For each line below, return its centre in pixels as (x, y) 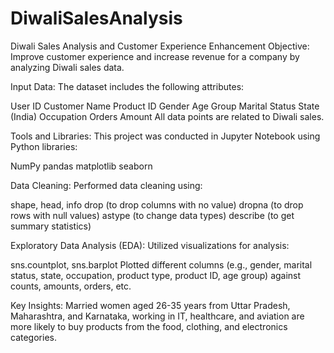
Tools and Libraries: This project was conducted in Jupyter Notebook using (165, 136)
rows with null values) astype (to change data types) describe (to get (152, 215)
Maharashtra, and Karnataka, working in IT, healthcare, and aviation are (157, 316)
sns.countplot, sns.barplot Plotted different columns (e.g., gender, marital (161, 264)
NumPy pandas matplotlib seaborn (81, 166)
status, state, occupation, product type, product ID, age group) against (156, 275)
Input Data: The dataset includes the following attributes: (127, 86)
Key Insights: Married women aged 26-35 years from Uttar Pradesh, (150, 305)
